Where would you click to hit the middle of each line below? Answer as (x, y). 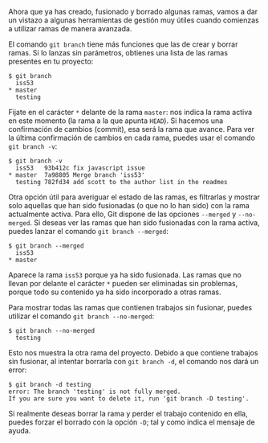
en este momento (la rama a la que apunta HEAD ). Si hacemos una (116, 121)
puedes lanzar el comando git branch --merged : (88, 231)
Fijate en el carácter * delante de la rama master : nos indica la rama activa (130, 112)
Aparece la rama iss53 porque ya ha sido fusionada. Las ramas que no (125, 275)
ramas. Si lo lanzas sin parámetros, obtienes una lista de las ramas (118, 53)
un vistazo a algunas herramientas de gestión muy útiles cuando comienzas (134, 20)
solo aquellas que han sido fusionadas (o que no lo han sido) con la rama (129, 205)
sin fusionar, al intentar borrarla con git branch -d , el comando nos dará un (134, 361)
